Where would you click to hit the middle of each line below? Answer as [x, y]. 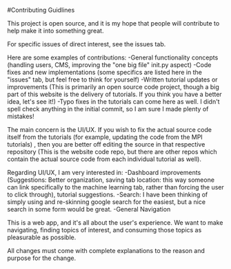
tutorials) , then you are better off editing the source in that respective [106, 144]
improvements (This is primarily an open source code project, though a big [113, 87]
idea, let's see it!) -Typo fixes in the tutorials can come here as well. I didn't [113, 102]
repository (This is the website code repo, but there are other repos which [112, 152]
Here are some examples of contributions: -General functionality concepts [113, 57]
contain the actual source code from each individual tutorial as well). [104, 159]
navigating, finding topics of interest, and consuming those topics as [104, 230]
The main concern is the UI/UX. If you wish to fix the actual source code [110, 130]
